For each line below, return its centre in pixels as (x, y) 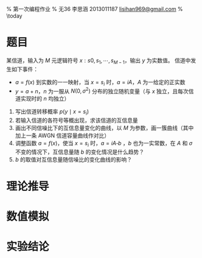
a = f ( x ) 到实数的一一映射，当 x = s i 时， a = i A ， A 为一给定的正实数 (100, 83)
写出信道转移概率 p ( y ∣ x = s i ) (52, 112)
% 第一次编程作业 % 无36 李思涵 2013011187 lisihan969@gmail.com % (95, 9)
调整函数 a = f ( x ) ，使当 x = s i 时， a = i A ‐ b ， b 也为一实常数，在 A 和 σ (104, 144)
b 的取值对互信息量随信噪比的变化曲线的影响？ (74, 159)
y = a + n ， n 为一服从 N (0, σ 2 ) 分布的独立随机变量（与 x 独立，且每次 (102, 90)
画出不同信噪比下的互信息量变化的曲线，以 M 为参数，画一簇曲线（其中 (104, 127)
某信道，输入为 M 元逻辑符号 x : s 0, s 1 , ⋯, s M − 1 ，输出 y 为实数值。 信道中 (99, 61)
